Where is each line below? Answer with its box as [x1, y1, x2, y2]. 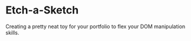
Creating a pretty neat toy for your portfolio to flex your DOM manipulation [5, 23, 186, 30]
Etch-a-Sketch [5, 4, 79, 17]
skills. [5, 29, 19, 36]
